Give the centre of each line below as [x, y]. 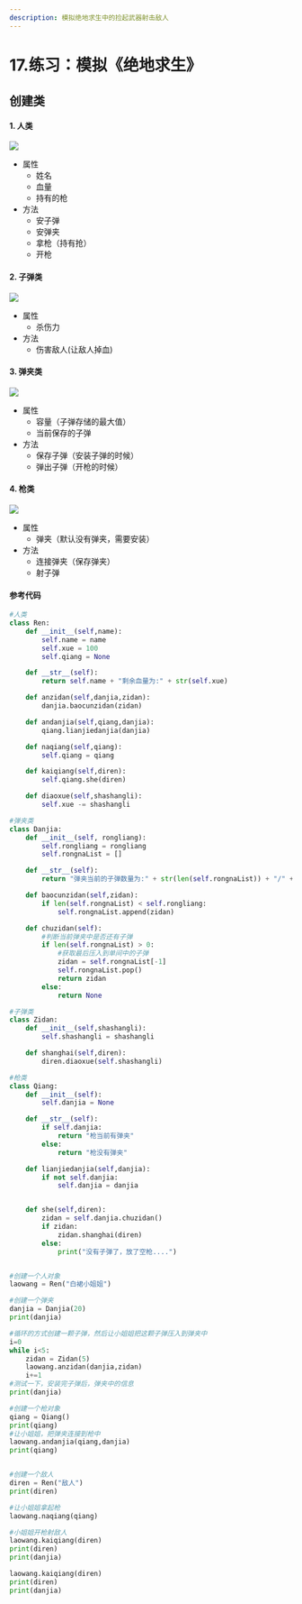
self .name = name [74, 640]
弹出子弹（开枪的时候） [79, 466]
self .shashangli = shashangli [98, 1037]
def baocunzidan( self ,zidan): [82, 895]
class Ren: [30, 623]
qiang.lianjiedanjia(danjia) [96, 730]
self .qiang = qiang [78, 755]
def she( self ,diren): [66, 1210]
